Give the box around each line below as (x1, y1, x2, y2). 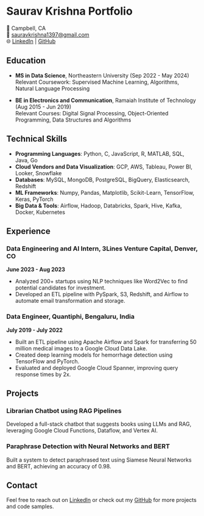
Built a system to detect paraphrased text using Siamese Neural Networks (6, 456, 192, 463)
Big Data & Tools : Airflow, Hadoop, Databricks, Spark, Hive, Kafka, (15, 202, 182, 209)
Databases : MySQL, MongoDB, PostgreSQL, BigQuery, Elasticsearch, (15, 176, 190, 183)
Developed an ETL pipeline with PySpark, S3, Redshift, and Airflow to (15, 291, 189, 298)
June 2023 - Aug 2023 (6, 266, 66, 273)
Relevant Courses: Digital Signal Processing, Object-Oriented (15, 109, 169, 117)
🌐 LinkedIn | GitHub (6, 37, 56, 45)
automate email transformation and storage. (15, 297, 125, 305)
